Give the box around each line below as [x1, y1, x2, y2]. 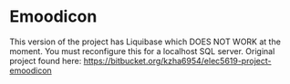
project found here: [9, 55, 82, 66]
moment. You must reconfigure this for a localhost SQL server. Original [9, 45, 275, 56]
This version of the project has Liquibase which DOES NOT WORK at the [9, 36, 281, 47]
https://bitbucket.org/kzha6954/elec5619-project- [83, 55, 272, 66]
